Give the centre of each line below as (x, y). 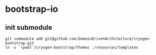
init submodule (29, 27)
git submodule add (24, 39)
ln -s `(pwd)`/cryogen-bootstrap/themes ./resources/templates (72, 48)
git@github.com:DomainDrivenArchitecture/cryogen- (98, 39)
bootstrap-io (32, 9)
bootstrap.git (20, 43)
